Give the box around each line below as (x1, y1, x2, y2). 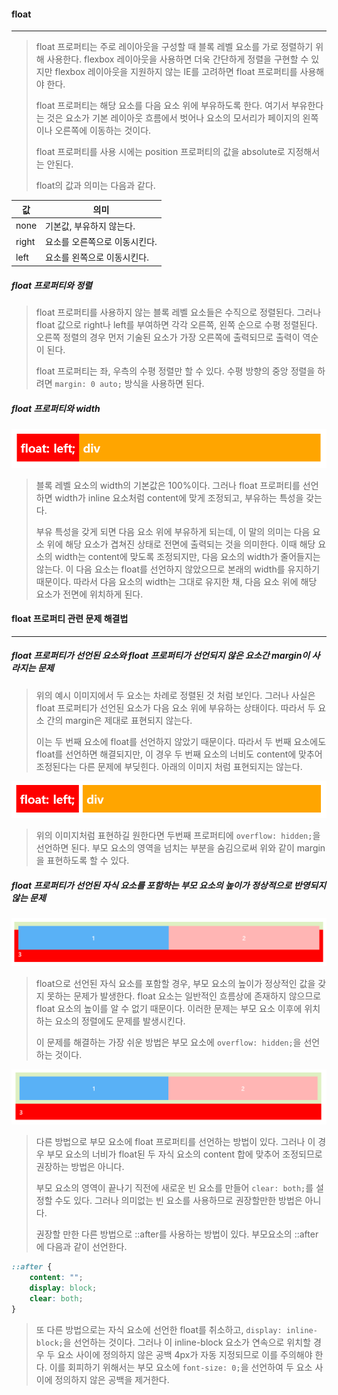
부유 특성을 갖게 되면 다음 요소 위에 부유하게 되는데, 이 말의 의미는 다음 (35, 525, 311, 537)
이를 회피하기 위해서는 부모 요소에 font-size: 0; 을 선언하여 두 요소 (49, 1361, 313, 1373)
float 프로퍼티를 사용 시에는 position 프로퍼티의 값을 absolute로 (35, 146, 286, 158)
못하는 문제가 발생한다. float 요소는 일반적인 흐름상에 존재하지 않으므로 (46, 990, 322, 1002)
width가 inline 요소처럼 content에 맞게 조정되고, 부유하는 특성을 (54, 491, 304, 504)
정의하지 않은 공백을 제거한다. (54, 1373, 170, 1385)
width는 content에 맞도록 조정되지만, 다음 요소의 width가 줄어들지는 (54, 550, 321, 562)
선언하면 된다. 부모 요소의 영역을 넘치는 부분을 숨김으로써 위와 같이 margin (35, 842, 326, 854)
